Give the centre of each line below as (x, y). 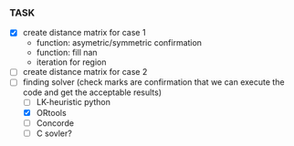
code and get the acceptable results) (92, 92)
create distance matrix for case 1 (84, 33)
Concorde (55, 123)
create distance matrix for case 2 (85, 72)
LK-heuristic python (73, 102)
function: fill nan (67, 53)
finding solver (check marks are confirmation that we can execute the (153, 82)
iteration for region (71, 62)
